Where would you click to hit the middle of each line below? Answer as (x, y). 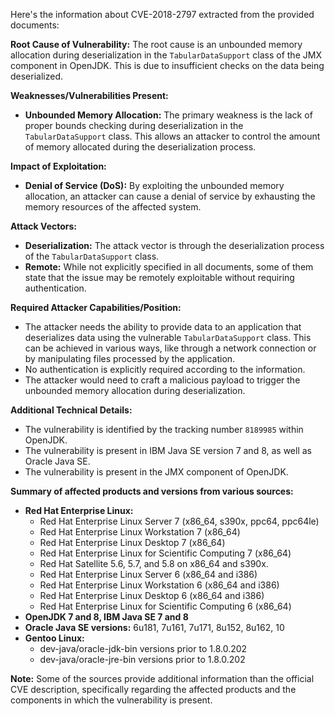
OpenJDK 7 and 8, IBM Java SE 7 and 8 (106, 617)
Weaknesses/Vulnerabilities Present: (89, 95)
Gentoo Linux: (54, 638)
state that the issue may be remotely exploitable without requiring (159, 277)
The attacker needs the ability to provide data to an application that (163, 327)
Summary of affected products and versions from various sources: (152, 491)
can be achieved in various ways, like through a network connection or (170, 348)
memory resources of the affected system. (113, 207)
